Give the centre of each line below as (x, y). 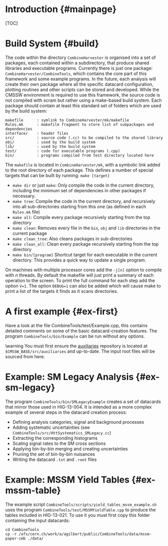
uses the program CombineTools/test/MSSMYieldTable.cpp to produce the (80, 510)
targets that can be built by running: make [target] (58, 175)
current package (30, 233)
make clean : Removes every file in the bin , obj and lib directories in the (87, 228)
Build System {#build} (52, 44)
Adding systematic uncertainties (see (51, 427)
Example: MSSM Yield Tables (67, 480)
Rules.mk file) (26, 212)
